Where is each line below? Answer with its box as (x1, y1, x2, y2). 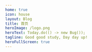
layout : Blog (5, 16, 32, 21)
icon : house (5, 12, 30, 17)
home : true (5, 7, 28, 12)
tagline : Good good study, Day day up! (5, 35, 88, 40)
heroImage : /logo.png (5, 26, 50, 31)
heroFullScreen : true (5, 40, 50, 45)
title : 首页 (5, 21, 28, 26)
